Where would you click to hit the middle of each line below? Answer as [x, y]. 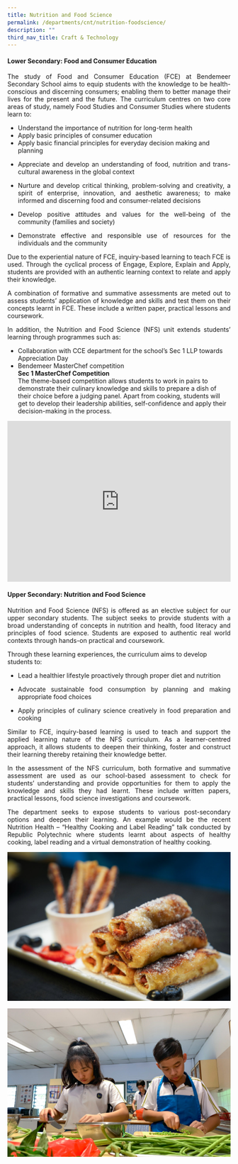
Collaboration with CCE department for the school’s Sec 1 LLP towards [120, 351]
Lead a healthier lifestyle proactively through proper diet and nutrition [119, 675]
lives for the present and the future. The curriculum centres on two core [119, 99]
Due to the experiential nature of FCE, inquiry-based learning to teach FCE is [119, 257]
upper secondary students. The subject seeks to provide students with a [119, 617]
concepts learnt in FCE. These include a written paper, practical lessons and [119, 308]
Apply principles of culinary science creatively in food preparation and [124, 710]
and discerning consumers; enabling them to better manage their [135, 91]
